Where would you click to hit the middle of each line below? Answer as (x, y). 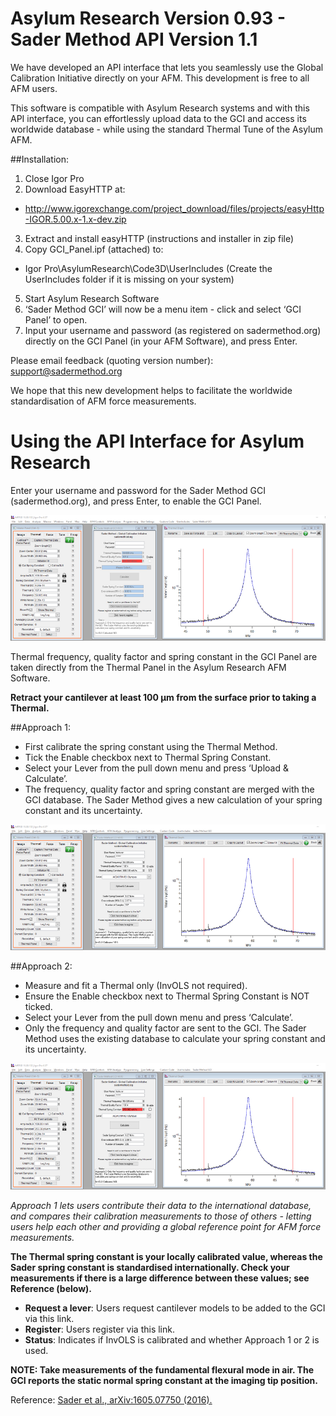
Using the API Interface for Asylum (157, 441)
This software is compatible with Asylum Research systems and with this (160, 108)
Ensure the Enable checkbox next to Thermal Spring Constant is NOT (167, 996)
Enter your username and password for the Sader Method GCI (138, 490)
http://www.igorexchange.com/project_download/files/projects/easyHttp (174, 208)
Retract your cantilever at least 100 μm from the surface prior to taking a (163, 697)
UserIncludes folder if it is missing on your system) (129, 279)
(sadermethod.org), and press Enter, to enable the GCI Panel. (136, 501)
